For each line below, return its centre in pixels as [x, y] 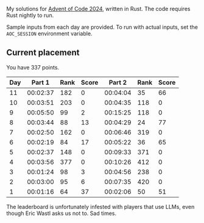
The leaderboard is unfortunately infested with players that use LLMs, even [100, 207]
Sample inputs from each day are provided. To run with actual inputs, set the [102, 27]
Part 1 [40, 82]
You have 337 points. [33, 67]
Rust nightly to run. [30, 15]
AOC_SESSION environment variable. [49, 34]
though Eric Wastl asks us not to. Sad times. [62, 213]
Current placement [43, 53]
